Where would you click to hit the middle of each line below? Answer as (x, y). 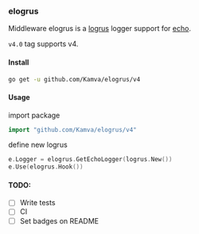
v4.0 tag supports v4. (43, 44)
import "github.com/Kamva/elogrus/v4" (72, 129)
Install (19, 62)
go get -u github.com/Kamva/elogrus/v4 (74, 79)
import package (34, 115)
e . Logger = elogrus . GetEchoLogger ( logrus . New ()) (90, 160)
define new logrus (38, 145)
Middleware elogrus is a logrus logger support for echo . (99, 29)
